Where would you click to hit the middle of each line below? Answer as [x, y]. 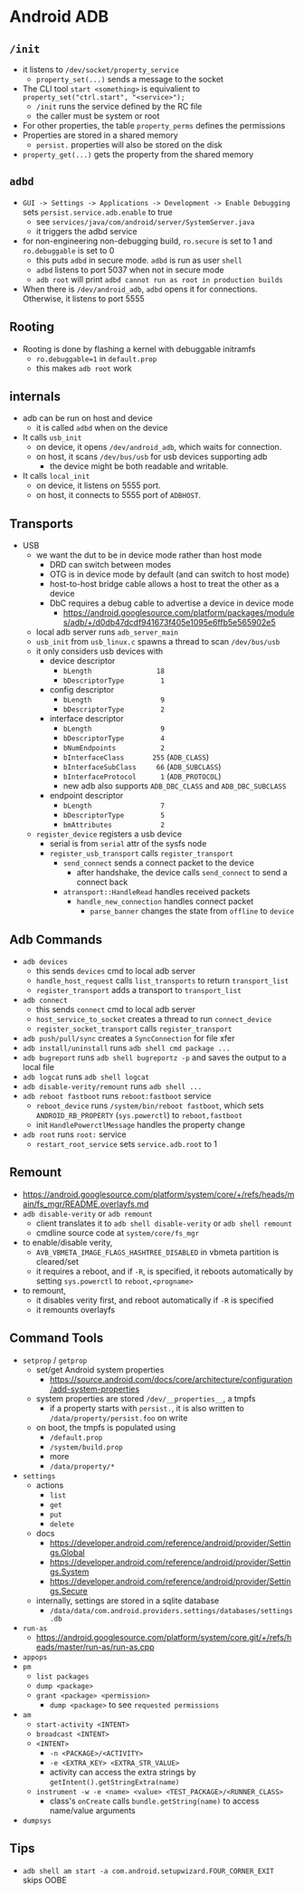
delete [62, 1524]
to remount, [44, 1290]
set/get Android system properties [100, 1370]
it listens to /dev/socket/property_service [100, 69]
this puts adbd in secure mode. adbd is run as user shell [139, 260]
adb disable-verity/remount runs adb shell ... [112, 1086]
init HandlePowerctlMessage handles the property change [141, 1125]
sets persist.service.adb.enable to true [98, 212]
